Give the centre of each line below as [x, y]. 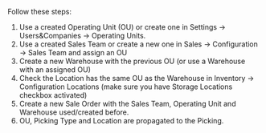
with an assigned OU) [55, 70]
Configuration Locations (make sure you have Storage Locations [126, 87]
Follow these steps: [39, 12]
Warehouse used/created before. [74, 112]
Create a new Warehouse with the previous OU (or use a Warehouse [132, 61]
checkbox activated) [53, 95]
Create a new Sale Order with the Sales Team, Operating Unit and [127, 104]
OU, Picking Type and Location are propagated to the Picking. [121, 121]
